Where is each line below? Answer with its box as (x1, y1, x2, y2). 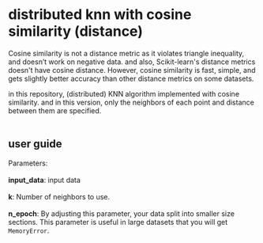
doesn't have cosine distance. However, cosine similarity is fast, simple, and (8, 65, 256, 74)
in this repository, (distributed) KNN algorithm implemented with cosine (8, 89, 239, 98)
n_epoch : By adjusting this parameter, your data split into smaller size (8, 208, 235, 218)
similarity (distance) (8, 22, 144, 40)
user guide (8, 137, 62, 151)
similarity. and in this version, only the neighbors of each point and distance (8, 97, 254, 107)
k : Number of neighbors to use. (8, 192, 111, 201)
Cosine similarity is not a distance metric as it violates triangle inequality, (8, 48, 245, 58)
